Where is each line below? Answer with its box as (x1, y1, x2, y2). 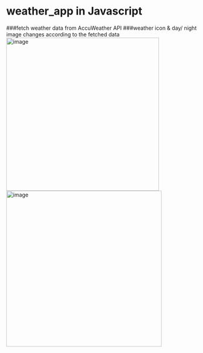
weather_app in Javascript (6, 4, 143, 18)
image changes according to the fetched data (6, 30, 120, 38)
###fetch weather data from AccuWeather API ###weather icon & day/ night (6, 24, 197, 32)
